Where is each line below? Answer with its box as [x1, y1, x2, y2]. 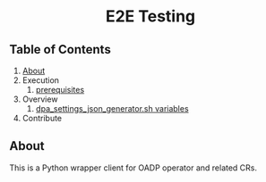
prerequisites [35, 85, 85, 95]
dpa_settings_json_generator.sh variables [35, 103, 190, 113]
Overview [21, 94, 58, 104]
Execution [21, 75, 60, 86]
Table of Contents [9, 42, 112, 57]
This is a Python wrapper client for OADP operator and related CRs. [9, 162, 258, 173]
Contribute [21, 113, 63, 123]
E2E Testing [105, 6, 196, 27]
